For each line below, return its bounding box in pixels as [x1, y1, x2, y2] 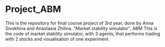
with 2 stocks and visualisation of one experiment [5, 36, 109, 42]
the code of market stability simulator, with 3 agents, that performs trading [5, 30, 160, 36]
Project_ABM [5, 3, 61, 15]
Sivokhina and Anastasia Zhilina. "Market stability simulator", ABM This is [5, 25, 158, 31]
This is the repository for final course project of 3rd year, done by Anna [5, 20, 154, 26]
